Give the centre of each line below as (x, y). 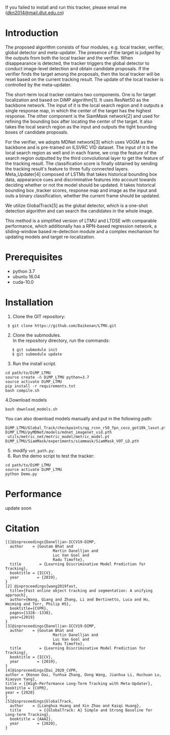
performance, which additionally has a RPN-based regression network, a (81, 226)
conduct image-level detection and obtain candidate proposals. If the (77, 68)
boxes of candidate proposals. (37, 132)
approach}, (17, 595)
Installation (29, 302)
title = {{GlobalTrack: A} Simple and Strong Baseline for (81, 710)
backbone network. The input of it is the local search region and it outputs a (84, 105)
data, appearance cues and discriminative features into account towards (81, 180)
